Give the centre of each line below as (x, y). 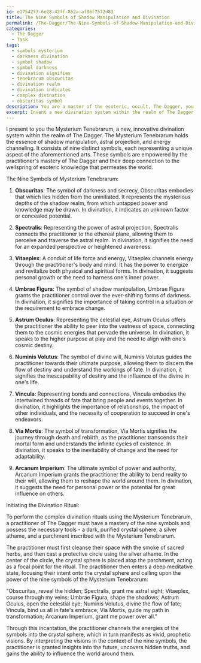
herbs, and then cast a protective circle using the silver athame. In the (92, 554)
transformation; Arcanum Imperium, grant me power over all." (82, 617)
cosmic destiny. (34, 345)
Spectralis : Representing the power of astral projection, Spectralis (96, 228)
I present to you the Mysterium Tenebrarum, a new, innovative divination (95, 129)
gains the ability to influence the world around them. (71, 653)
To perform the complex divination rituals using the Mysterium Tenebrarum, (99, 517)
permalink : (20, 23)
